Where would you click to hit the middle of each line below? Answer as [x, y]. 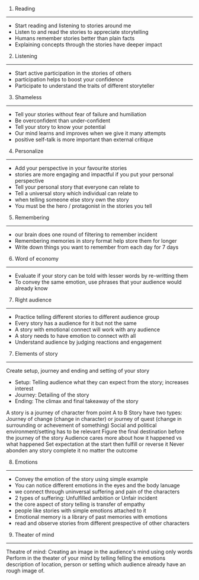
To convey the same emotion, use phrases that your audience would [98, 282]
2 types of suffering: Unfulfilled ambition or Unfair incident [86, 498]
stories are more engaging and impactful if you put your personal [94, 174]
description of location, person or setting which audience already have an [96, 564]
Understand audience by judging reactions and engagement [88, 342]
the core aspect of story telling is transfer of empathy [80, 504]
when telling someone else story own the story [72, 199]
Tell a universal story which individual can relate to [76, 193]
